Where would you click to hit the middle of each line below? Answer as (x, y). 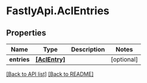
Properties (26, 33)
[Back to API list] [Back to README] (50, 74)
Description (88, 50)
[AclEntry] (50, 59)
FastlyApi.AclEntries (58, 11)
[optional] (124, 59)
